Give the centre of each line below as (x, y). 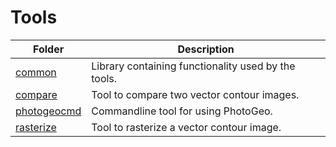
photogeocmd (48, 111)
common (36, 72)
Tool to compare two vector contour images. (195, 94)
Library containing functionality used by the (193, 66)
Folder (49, 49)
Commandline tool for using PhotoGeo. (182, 111)
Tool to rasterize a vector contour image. (186, 127)
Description (206, 49)
